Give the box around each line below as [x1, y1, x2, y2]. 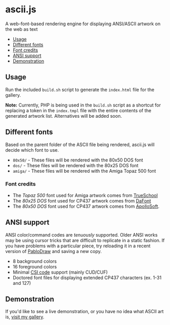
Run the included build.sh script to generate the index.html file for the [5, 86, 155, 93]
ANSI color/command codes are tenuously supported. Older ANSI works [5, 231, 158, 238]
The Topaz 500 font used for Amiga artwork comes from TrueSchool [12, 192, 158, 198]
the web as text [5, 26, 38, 32]
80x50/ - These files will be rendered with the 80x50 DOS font [12, 157, 143, 163]
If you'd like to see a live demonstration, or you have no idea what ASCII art [5, 309, 164, 315]
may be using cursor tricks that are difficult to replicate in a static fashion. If [5, 237, 165, 243]
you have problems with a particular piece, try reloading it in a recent [5, 243, 151, 249]
